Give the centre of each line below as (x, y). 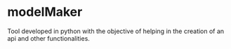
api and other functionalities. (48, 38)
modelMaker (45, 12)
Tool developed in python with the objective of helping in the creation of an (116, 31)
